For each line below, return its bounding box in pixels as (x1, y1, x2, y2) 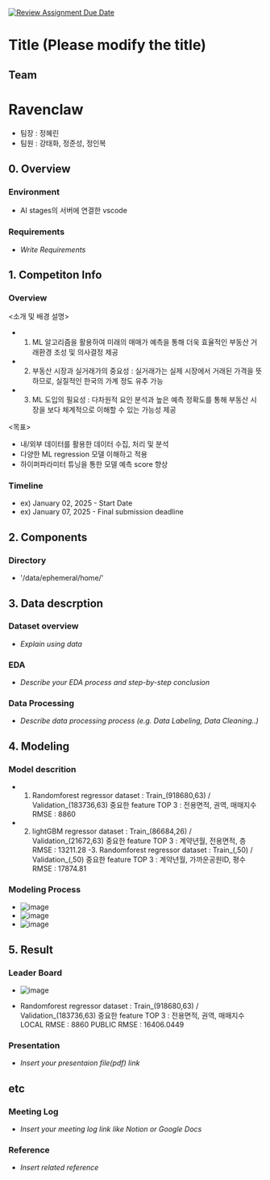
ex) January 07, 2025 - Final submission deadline (19, 507, 184, 517)
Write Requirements (19, 245, 86, 254)
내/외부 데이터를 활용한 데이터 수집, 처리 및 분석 (19, 439, 169, 449)
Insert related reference (19, 1163, 99, 1173)
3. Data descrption (8, 596, 103, 610)
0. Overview (8, 162, 71, 175)
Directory (8, 554, 47, 565)
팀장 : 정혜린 (19, 128, 60, 137)
